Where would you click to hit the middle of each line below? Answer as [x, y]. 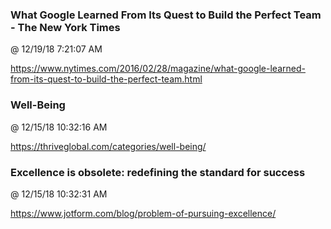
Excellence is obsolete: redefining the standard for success [158, 172]
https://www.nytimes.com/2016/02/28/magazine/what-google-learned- [158, 69]
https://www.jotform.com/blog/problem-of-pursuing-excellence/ [143, 213]
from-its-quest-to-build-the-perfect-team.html [106, 79]
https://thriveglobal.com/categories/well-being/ [108, 146]
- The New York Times [65, 27]
